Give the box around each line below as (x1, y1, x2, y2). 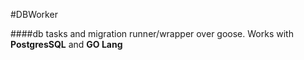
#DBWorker (10, 9, 58, 20)
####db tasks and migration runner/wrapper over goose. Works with (10, 28, 294, 39)
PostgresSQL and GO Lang (10, 39, 123, 50)
